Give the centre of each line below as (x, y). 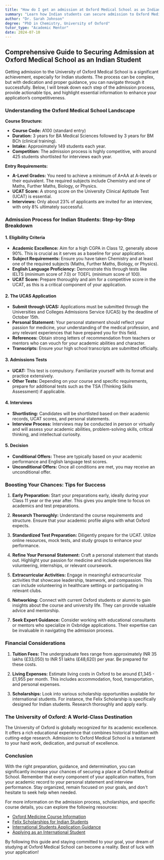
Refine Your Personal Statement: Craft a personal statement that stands (85, 555)
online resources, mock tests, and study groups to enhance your (77, 541)
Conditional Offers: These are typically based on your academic (77, 457)
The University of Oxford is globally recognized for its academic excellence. (81, 727)
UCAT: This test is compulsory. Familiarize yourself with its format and (83, 370)
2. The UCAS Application (31, 296)
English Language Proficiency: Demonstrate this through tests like (80, 269)
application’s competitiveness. (35, 98)
